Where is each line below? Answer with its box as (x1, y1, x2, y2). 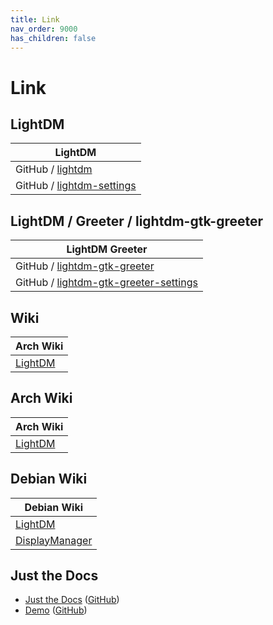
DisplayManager (15, 533, 93, 547)
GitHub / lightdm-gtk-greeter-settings (15, 276, 198, 290)
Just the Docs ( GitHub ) (24, 594, 120, 606)
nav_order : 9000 (10, 24, 78, 34)
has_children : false (10, 33, 97, 43)
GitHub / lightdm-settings (15, 179, 137, 193)
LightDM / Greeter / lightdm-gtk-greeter (10, 212, 264, 230)
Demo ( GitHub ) (24, 604, 88, 616)
